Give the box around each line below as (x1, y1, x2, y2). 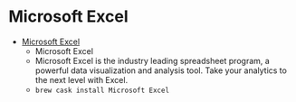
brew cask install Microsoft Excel (34, 86, 169, 95)
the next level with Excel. (34, 74, 129, 85)
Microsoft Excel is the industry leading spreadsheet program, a (34, 55, 271, 66)
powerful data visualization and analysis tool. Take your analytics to (34, 65, 287, 76)
